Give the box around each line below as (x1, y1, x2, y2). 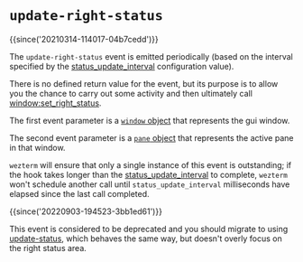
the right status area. (9, 242, 87, 253)
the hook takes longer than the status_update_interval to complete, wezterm (9, 169, 289, 180)
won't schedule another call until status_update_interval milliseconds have (9, 179, 290, 190)
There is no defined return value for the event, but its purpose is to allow (9, 78, 279, 89)
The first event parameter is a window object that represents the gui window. (9, 115, 290, 126)
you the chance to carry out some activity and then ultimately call (9, 88, 252, 98)
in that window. (9, 142, 66, 153)
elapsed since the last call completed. (9, 188, 151, 199)
